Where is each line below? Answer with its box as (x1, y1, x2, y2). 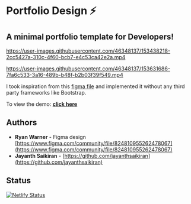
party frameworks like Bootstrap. (6, 89, 87, 96)
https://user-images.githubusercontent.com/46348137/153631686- (6, 65, 171, 72)
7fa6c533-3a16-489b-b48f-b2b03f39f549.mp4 (6, 72, 123, 78)
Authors (6, 118, 37, 128)
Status (6, 176, 31, 186)
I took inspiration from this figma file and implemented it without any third (6, 83, 185, 90)
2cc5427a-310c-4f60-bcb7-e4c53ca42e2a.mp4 (6, 54, 126, 60)
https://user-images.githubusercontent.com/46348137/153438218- (6, 47, 171, 54)
